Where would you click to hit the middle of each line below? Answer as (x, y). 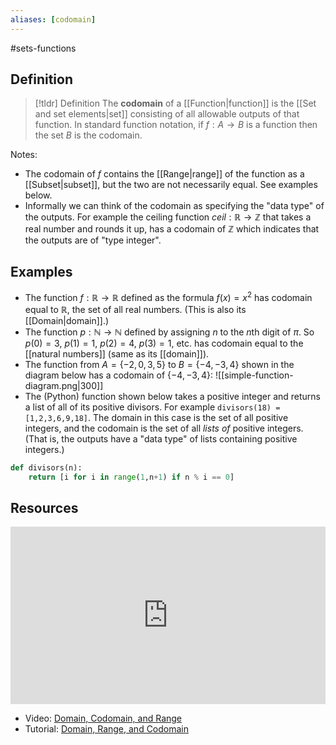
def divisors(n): (46, 467)
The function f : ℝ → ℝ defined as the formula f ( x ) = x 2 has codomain (168, 296)
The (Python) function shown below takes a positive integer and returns (172, 396)
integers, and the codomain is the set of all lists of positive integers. (164, 428)
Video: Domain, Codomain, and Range (103, 718)
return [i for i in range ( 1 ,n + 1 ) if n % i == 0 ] (131, 477)
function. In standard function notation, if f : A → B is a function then (176, 125)
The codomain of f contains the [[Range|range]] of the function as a (164, 174)
